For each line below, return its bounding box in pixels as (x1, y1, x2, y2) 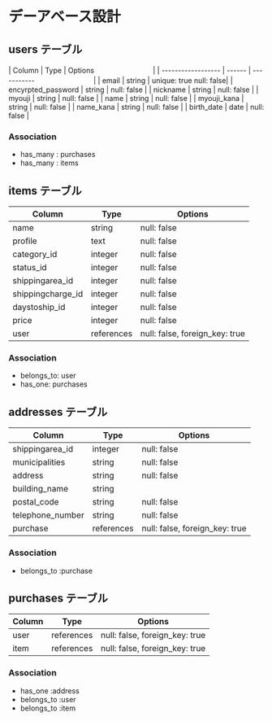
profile (12, 235, 38, 247)
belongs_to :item (19, 703, 76, 713)
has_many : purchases (19, 150, 96, 159)
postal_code (12, 496, 59, 508)
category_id (12, 249, 58, 260)
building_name (12, 483, 69, 495)
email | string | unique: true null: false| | (101, 76, 233, 85)
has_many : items (19, 158, 79, 168)
